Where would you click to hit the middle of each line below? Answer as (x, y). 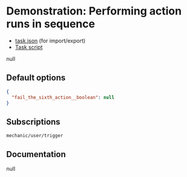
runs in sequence (51, 24)
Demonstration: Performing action (94, 11)
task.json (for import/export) (50, 40)
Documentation (36, 154)
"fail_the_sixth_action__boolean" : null (63, 97)
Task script (29, 47)
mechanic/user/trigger (35, 136)
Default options (36, 78)
